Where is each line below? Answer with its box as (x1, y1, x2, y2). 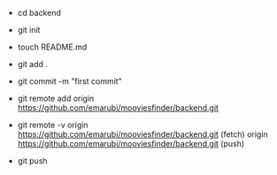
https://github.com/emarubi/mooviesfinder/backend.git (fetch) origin (17, 129, 268, 140)
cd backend (17, 8, 62, 18)
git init (17, 25, 41, 34)
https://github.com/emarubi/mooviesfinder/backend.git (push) (17, 139, 245, 148)
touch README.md (17, 42, 88, 52)
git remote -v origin (17, 119, 88, 130)
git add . (17, 59, 49, 69)
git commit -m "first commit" (17, 76, 122, 87)
